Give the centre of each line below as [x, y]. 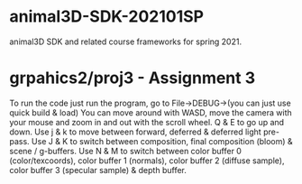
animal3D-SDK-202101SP [107, 17]
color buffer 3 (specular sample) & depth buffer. [98, 170]
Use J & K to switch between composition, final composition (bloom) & [162, 141]
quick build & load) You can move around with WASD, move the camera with [151, 112]
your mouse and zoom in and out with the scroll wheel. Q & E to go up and [147, 122]
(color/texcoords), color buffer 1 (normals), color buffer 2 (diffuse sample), [147, 161]
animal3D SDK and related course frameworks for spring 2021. [125, 41]
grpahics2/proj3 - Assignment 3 [133, 78]
